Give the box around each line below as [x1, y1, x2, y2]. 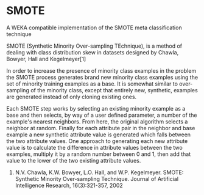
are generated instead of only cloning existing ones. [6, 93, 137, 100]
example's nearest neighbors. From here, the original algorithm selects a [6, 117, 188, 125]
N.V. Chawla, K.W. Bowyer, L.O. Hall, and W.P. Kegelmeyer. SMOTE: [15, 169, 184, 176]
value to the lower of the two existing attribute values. [6, 156, 141, 164]
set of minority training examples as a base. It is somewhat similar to [6, 80, 178, 87]
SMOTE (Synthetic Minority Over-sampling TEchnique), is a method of [6, 42, 183, 50]
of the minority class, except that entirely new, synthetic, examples [30, 86, 198, 94]
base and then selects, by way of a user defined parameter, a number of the [6, 111, 197, 119]
